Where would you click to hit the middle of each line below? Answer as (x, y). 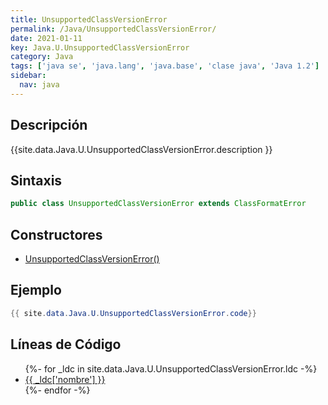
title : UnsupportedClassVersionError (89, 19)
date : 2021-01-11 (46, 38)
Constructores (56, 234)
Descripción (49, 125)
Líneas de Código (66, 344)
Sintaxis (36, 180)
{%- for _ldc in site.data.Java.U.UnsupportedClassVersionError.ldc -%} (171, 368)
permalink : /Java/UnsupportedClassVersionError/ (113, 29)
